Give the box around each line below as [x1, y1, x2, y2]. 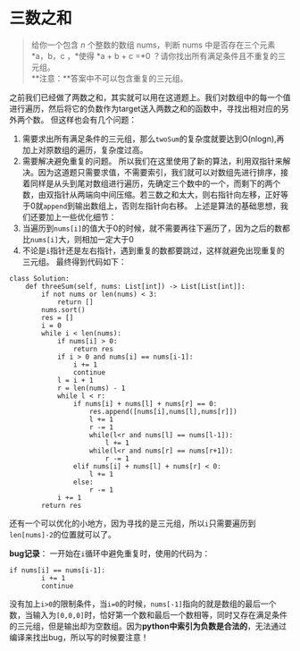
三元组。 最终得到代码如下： [21, 256, 127, 266]
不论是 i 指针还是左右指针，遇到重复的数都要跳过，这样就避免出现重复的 [21, 245, 285, 256]
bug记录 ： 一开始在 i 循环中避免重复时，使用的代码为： [9, 547, 211, 559]
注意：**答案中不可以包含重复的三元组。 [38, 72, 188, 83]
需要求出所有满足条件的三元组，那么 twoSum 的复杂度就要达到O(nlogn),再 [21, 133, 285, 144]
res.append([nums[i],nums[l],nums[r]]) [88, 407, 238, 416]
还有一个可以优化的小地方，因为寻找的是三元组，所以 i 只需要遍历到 [9, 518, 256, 528]
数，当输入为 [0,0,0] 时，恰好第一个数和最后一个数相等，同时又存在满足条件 [9, 609, 288, 620]
